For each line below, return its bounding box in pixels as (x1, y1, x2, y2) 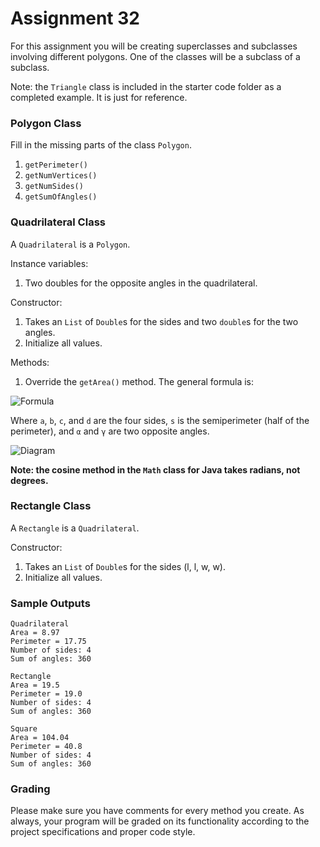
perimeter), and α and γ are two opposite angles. (10, 425, 210, 437)
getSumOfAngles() (24, 192, 98, 202)
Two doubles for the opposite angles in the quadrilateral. (24, 277, 258, 289)
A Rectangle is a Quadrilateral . (10, 522, 140, 534)
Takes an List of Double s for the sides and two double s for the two (24, 315, 299, 327)
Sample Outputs (10, 596, 91, 610)
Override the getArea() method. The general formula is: (24, 375, 255, 387)
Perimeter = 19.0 (10, 689, 83, 699)
